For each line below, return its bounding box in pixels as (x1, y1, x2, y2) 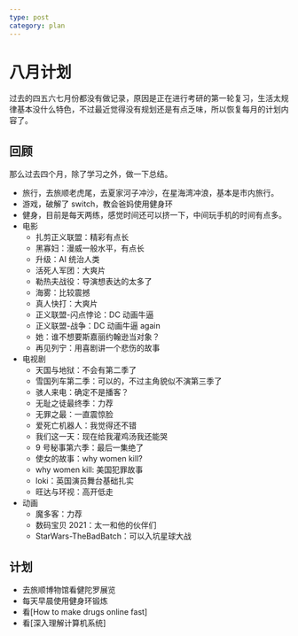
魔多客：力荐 (35, 508, 82, 519)
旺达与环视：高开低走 (35, 486, 114, 497)
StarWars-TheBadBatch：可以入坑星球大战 (35, 531, 192, 541)
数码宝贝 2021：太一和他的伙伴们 (35, 520, 157, 531)
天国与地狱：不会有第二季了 (35, 365, 137, 376)
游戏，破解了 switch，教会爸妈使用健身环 (21, 198, 173, 209)
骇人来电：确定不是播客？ (35, 387, 129, 398)
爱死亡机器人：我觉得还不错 (35, 420, 137, 430)
